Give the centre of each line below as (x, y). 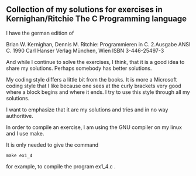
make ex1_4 (19, 155)
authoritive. (20, 116)
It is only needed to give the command (52, 145)
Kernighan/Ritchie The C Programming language (97, 19)
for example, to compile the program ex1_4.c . (61, 166)
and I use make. (25, 133)
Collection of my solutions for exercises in (84, 10)
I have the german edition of (40, 33)
